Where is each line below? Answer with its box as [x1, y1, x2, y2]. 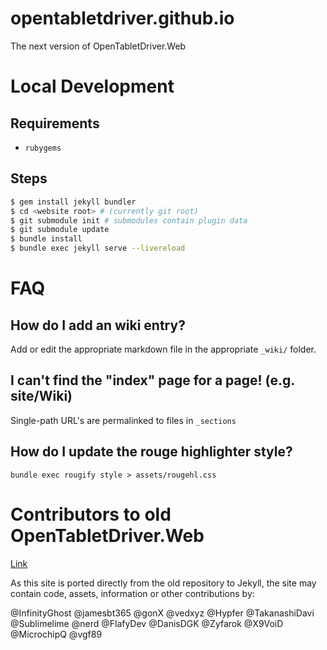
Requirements [10, 115, 100, 132]
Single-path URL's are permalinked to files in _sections [10, 414, 237, 426]
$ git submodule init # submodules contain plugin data [10, 215, 248, 226]
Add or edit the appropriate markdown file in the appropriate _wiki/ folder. [10, 343, 317, 355]
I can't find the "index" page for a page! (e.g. [10, 372, 295, 389]
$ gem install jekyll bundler [10, 197, 137, 207]
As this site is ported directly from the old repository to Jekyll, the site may [10, 577, 317, 589]
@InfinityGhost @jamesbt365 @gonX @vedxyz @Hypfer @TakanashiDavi [10, 607, 315, 619]
